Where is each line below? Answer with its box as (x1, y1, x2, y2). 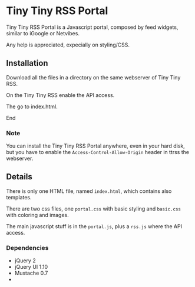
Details (6, 172, 32, 182)
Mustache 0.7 (14, 269, 48, 277)
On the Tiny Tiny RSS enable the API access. (6, 91, 115, 98)
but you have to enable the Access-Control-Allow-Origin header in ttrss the (6, 149, 190, 156)
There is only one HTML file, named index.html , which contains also (6, 187, 172, 195)
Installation (6, 58, 48, 68)
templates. (6, 193, 32, 201)
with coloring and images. (6, 211, 69, 218)
